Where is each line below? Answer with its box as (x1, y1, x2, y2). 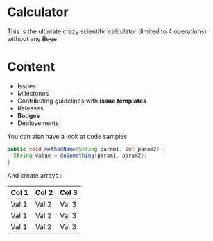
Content (7, 59, 56, 75)
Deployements (17, 119, 59, 127)
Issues (17, 81, 37, 90)
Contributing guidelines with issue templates (17, 97, 147, 105)
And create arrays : (7, 171, 62, 179)
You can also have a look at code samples (7, 132, 127, 140)
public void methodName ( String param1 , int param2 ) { (7, 145, 167, 153)
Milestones (17, 89, 49, 97)
